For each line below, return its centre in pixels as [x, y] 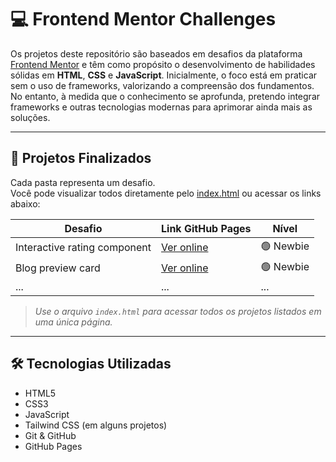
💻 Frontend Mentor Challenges [143, 19]
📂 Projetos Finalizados [81, 158]
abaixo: [25, 203]
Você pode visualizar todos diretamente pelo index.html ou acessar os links [166, 193]
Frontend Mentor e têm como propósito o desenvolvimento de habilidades [163, 64]
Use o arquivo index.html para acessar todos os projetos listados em [178, 311]
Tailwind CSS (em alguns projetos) [96, 425]
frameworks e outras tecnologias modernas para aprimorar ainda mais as [161, 107]
